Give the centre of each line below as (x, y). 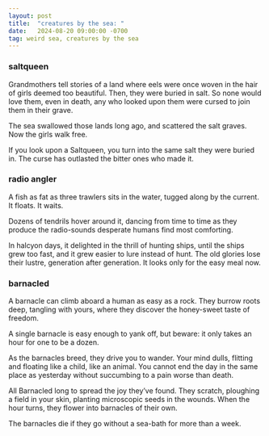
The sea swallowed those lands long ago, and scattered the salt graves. (128, 125)
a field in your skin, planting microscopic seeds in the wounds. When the (129, 400)
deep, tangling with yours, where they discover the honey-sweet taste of (129, 310)
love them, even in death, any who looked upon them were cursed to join (129, 101)
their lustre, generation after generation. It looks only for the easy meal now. (134, 262)
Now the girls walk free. (48, 134)
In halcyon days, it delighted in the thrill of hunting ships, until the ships (126, 245)
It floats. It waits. (36, 205)
